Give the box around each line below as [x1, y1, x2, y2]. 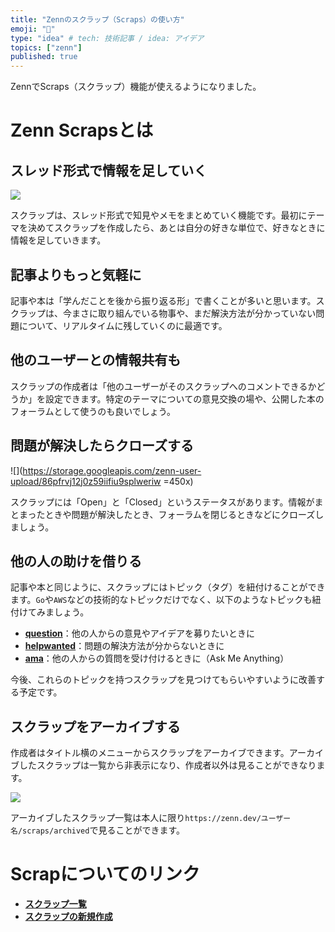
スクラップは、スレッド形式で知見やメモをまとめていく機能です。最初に [10, 209, 308, 221]
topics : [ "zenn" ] [10, 42, 83, 53]
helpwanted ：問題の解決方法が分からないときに [24, 640, 225, 652]
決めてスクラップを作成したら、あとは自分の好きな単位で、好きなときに [27, 222, 326, 234]
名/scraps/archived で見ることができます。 [10, 824, 186, 836]
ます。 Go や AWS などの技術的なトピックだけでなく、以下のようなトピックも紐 [10, 594, 322, 606]
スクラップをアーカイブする [10, 718, 181, 735]
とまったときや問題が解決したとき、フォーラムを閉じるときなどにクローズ [10, 508, 316, 520]
